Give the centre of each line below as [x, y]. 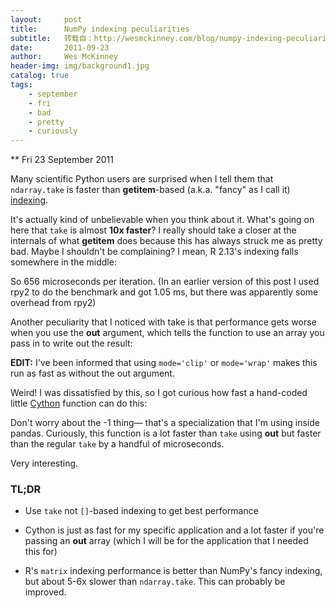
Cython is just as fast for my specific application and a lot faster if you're [174, 530]
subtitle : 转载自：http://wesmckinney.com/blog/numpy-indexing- [148, 38]
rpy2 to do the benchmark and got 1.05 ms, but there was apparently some [164, 292]
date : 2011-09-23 [60, 47]
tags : [21, 85]
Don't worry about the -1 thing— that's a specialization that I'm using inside [165, 423]
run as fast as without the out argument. [92, 373]
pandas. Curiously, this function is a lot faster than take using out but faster [166, 433]
